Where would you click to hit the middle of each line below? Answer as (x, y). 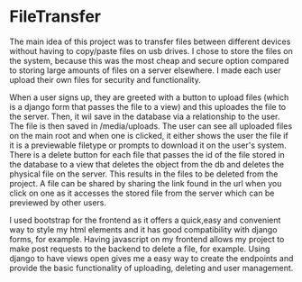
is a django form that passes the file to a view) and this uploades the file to (148, 106)
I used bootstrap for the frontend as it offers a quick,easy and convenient (145, 220)
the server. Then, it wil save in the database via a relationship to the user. (145, 116)
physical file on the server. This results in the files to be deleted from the (144, 174)
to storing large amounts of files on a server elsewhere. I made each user (145, 70)
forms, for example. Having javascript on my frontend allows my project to (147, 239)
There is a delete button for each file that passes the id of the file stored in (147, 154)
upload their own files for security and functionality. (105, 79)
